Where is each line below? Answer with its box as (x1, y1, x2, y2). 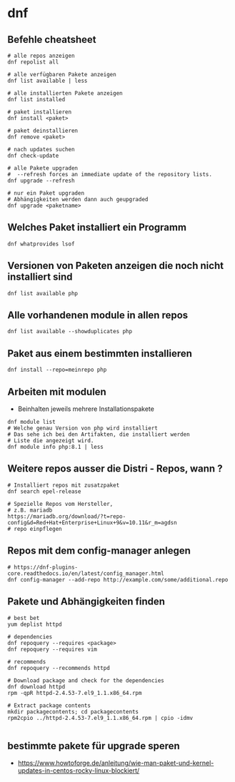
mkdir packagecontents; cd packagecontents (7, 708, 139, 715)
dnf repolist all (7, 59, 59, 66)
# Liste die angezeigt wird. (7, 437, 94, 445)
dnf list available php (7, 290, 79, 297)
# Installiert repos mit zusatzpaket (7, 482, 120, 489)
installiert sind (7, 271, 73, 283)
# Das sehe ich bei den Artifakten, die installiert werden (7, 431, 191, 438)
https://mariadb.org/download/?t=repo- (7, 512, 126, 520)
